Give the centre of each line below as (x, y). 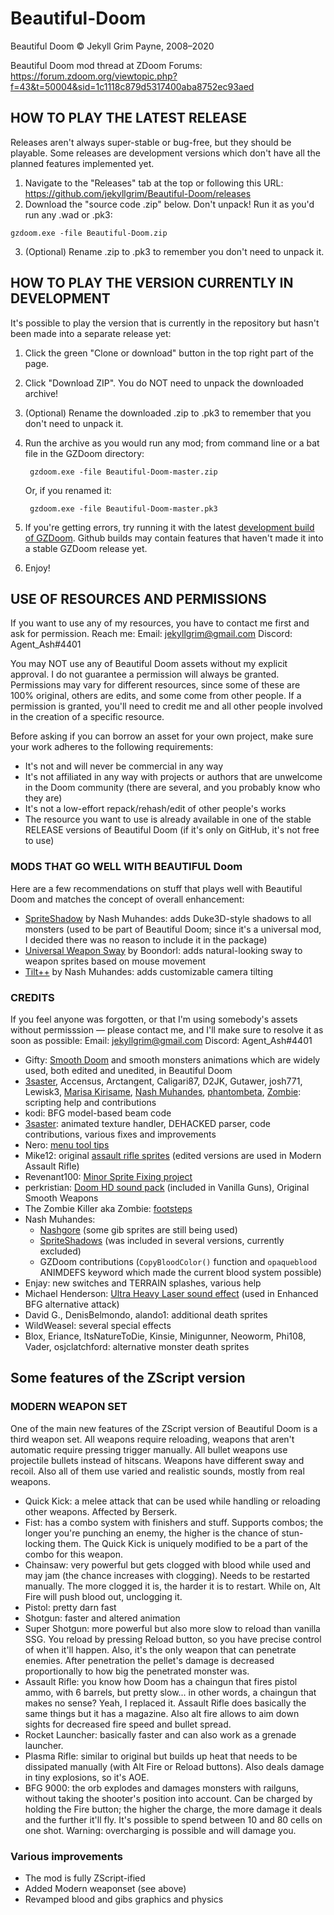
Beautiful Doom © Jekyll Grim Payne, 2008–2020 (112, 46)
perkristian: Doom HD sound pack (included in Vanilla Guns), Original (167, 1187)
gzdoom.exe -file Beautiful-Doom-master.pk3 (123, 508)
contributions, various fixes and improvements (120, 1134)
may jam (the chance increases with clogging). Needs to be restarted (167, 1575)
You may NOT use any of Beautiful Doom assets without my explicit (149, 664)
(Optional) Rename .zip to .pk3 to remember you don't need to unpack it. (174, 251)
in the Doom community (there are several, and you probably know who (172, 788)
